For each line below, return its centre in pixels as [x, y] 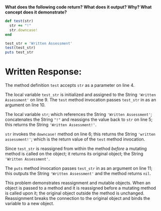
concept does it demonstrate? [36, 12]
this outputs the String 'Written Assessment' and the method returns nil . [78, 174]
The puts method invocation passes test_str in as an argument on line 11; [79, 168]
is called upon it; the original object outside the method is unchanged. [75, 193]
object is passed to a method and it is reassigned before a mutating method [80, 188]
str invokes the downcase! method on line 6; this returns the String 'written [80, 134]
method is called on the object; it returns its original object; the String [74, 154]
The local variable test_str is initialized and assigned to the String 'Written [80, 95]
